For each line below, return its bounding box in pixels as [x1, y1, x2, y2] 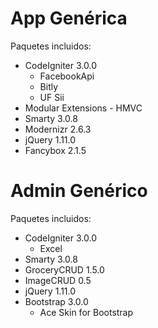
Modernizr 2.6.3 [24, 123, 92, 135]
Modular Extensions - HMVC [24, 102, 143, 114]
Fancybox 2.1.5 [24, 144, 87, 156]
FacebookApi [39, 70, 95, 82]
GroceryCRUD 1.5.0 [24, 263, 105, 276]
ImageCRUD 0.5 [24, 274, 92, 286]
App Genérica [10, 7, 128, 30]
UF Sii [39, 91, 65, 103]
